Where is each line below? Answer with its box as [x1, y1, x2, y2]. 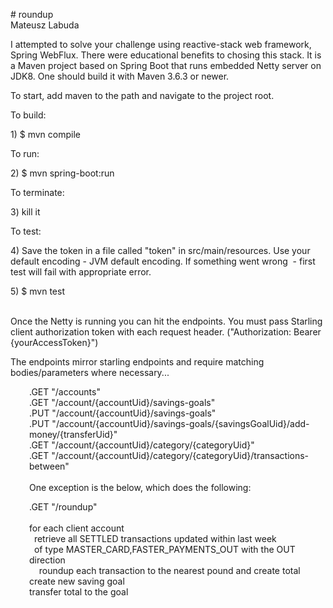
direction [29, 554, 66, 566]
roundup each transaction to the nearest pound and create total [38, 565, 301, 576]
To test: [10, 225, 42, 237]
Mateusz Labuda [10, 19, 80, 31]
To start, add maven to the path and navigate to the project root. [10, 90, 275, 101]
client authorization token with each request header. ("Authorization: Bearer [10, 326, 322, 338]
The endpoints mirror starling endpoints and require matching [10, 356, 265, 368]
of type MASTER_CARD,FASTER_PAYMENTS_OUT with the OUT [33, 544, 296, 555]
